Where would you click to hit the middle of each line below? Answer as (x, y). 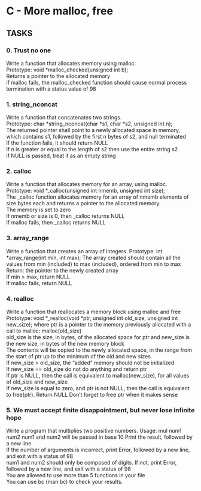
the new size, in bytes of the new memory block (65, 344)
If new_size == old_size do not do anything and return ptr (77, 369)
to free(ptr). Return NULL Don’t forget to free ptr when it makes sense (92, 395)
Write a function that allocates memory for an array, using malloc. (87, 184)
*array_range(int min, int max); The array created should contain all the (93, 258)
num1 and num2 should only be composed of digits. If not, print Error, (92, 463)
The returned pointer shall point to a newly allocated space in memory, (93, 130)
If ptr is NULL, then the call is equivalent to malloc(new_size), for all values (98, 376)
